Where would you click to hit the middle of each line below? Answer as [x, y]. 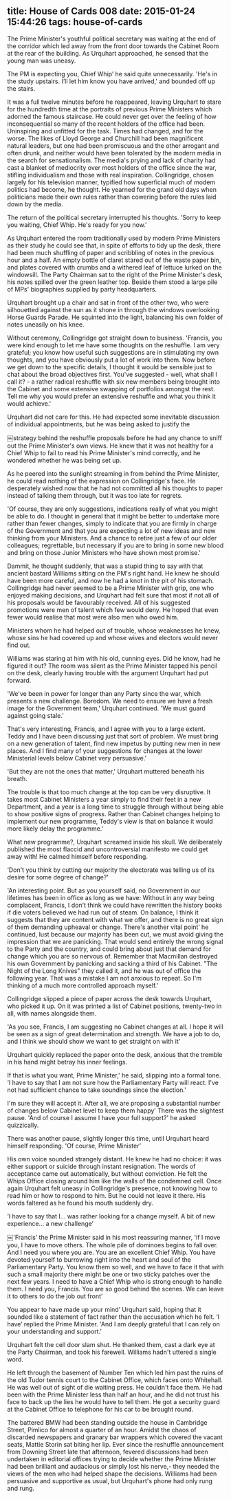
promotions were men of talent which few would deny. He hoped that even [113, 610]
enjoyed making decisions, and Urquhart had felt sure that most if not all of [113, 595]
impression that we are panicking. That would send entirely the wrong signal [115, 941]
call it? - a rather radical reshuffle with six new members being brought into [113, 382]
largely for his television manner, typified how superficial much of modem [111, 182]
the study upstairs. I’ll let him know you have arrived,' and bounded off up [111, 81]
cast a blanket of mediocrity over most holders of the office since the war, [112, 167]
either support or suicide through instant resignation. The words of [101, 1166]
